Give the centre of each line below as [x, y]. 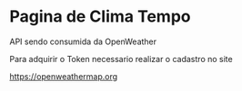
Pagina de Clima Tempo [100, 17]
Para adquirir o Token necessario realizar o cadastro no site [121, 59]
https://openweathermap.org [64, 76]
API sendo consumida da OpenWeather [83, 41]
